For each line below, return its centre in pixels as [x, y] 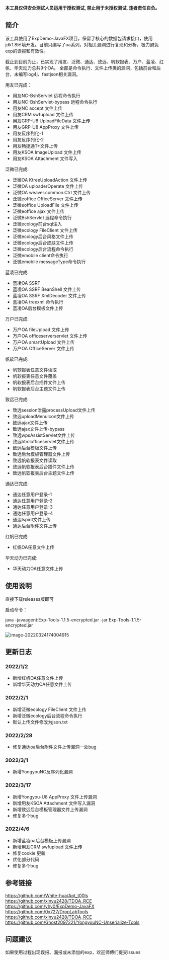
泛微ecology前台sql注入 [37, 224]
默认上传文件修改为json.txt [40, 722]
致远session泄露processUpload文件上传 [54, 410]
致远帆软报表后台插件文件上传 [43, 466]
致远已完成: [17, 399]
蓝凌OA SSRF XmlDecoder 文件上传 [49, 295]
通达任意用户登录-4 [33, 513]
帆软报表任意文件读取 [34, 370]
